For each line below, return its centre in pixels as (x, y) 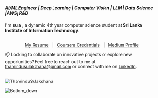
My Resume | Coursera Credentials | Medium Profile (82, 45)
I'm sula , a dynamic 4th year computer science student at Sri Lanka (74, 25)
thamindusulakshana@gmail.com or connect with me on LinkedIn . (71, 66)
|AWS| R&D (17, 13)
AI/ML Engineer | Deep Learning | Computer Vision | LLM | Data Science (79, 8)
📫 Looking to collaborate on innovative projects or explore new (69, 54)
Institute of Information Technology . (42, 30)
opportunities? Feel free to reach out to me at (50, 61)
